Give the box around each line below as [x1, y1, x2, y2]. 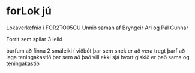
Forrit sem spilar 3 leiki [6, 35, 63, 42]
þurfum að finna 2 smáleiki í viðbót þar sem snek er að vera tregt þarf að [6, 47, 185, 54]
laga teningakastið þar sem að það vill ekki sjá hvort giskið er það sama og [6, 53, 190, 60]
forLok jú [6, 4, 52, 18]
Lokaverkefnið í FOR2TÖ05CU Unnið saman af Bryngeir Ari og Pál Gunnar [6, 24, 189, 31]
